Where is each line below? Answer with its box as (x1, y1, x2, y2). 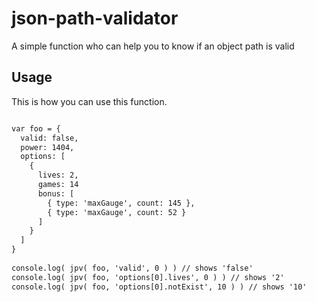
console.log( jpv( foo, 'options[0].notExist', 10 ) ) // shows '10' (11, 282, 308, 292)
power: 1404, (20, 142, 75, 152)
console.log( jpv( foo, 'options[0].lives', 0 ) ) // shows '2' (11, 272, 285, 282)
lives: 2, (37, 170, 79, 181)
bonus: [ (37, 188, 75, 199)
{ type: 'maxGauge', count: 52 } (47, 207, 187, 217)
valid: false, (20, 133, 79, 143)
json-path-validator (11, 7, 179, 30)
